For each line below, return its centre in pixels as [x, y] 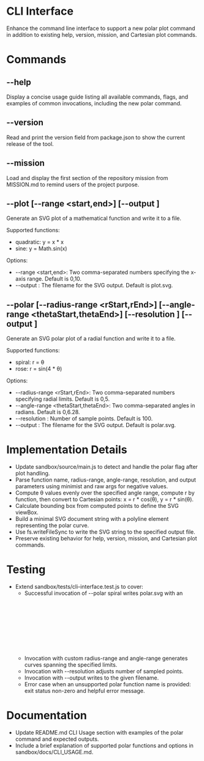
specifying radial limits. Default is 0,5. [62, 399]
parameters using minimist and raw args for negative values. [92, 487]
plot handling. [32, 474]
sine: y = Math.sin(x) [41, 249]
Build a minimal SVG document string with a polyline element [92, 519]
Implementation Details [67, 450]
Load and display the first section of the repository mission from [87, 178]
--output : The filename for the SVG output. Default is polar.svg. [96, 425]
